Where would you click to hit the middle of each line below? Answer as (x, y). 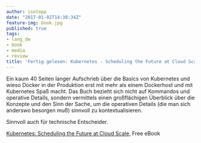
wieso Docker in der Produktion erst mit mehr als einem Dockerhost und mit (100, 85)
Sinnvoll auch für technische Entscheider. (57, 122)
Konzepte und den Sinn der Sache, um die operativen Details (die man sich (98, 104)
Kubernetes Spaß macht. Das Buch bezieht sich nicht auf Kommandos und (98, 91)
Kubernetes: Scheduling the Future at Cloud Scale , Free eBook (83, 133)
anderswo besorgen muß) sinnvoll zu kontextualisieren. (74, 110)
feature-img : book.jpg (34, 23)
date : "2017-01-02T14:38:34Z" (44, 17)
